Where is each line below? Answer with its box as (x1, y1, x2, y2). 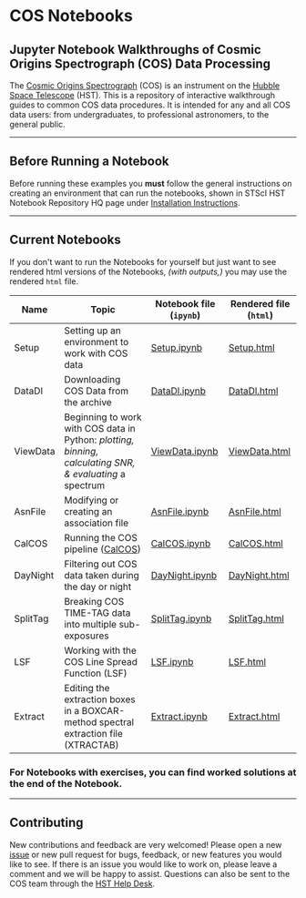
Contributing (9, 815, 84, 831)
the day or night (63, 580, 132, 593)
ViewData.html (228, 444, 291, 457)
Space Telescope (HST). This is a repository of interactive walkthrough (9, 90, 276, 100)
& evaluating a (63, 467, 126, 480)
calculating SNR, (63, 456, 136, 469)
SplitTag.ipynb (150, 612, 212, 625)
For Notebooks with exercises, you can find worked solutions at (9, 766, 297, 779)
